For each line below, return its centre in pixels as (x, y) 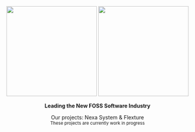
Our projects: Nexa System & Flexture (97, 117)
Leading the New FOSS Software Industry (97, 106)
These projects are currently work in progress (97, 123)
